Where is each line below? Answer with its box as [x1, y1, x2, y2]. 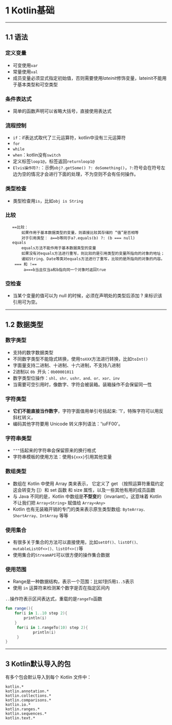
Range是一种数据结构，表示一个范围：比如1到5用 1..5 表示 [12, 579, 135, 585]
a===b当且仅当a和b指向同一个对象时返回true [24, 267, 106, 272]
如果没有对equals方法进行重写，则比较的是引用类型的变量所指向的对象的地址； [21, 251, 165, 256]
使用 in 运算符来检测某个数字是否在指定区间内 [12, 585, 110, 591]
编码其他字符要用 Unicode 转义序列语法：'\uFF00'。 [12, 421, 123, 427]
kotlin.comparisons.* [5, 698, 52, 703]
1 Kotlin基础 [5, 5, 55, 16]
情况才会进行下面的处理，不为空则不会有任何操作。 [30, 171, 139, 177]
